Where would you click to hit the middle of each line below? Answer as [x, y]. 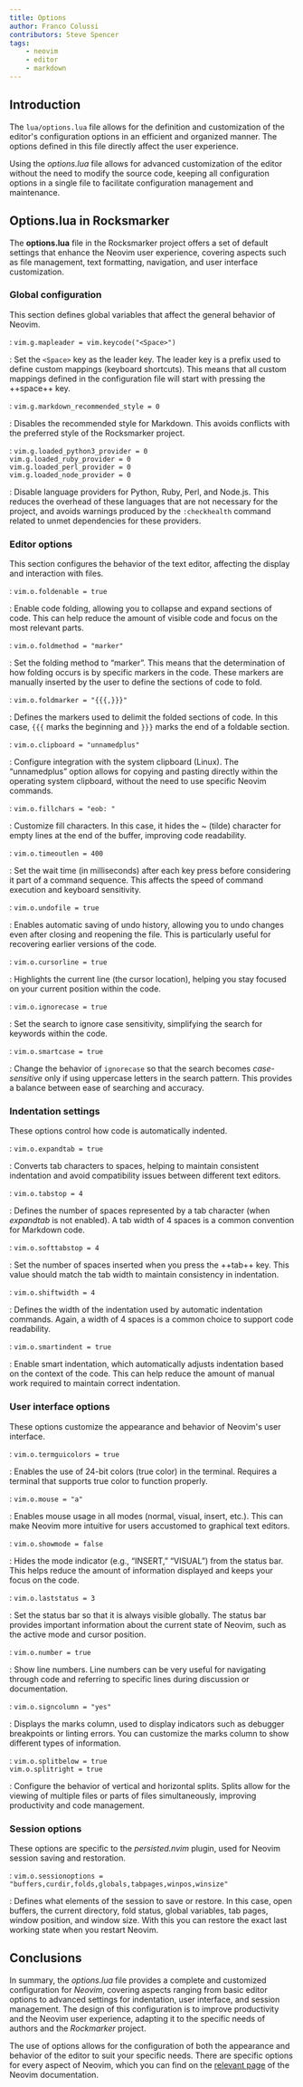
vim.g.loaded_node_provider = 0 [70, 475]
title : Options [38, 18]
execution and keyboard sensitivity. [76, 890]
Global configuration [56, 295]
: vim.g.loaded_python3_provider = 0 [79, 450]
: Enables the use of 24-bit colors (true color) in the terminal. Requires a [143, 1471]
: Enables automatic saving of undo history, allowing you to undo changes [147, 925]
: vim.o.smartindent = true [60, 1346]
